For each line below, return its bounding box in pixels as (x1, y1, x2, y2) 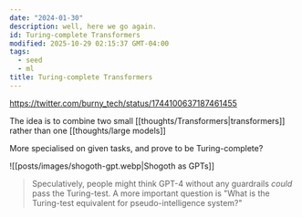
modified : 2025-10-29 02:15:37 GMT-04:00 (9, 38, 170, 48)
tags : (9, 47, 30, 57)
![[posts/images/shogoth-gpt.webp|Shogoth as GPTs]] (9, 160, 215, 171)
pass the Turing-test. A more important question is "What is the (31, 188, 271, 199)
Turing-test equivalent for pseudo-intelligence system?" (31, 197, 244, 208)
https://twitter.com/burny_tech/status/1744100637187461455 (9, 98, 237, 108)
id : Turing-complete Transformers (9, 30, 141, 39)
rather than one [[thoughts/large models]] (9, 125, 166, 136)
